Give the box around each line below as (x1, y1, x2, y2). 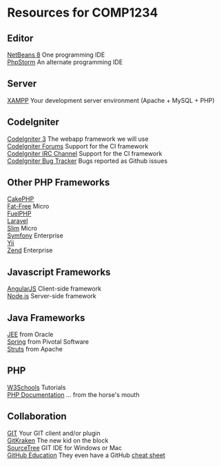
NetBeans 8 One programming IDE (7, 50, 105, 59)
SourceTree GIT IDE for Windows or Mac (7, 443, 123, 452)
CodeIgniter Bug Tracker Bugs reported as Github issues (7, 157, 168, 165)
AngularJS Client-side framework (7, 284, 102, 293)
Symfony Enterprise (7, 231, 63, 240)
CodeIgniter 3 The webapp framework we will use (7, 135, 149, 143)
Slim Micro (7, 224, 38, 233)
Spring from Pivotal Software (7, 338, 90, 346)
